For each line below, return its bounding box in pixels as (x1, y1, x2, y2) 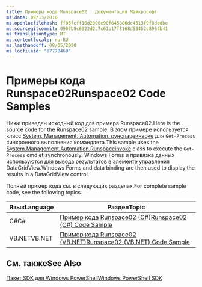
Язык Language (9, 203, 54, 211)
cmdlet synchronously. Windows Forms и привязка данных (26, 151, 175, 158)
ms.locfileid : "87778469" (6, 48, 71, 54)
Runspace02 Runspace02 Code (6, 87, 167, 100)
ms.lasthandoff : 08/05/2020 (6, 43, 77, 49)
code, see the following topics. (6, 188, 82, 196)
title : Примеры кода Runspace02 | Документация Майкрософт (6, 8, 158, 15)
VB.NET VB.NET (9, 234, 53, 242)
